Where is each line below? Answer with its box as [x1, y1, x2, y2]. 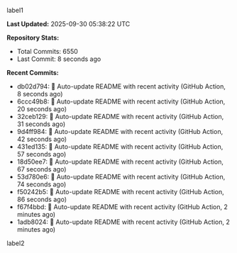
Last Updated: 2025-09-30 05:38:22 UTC [6, 20, 131, 28]
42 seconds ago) [16, 135, 67, 143]
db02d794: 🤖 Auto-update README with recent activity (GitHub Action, [16, 82, 226, 91]
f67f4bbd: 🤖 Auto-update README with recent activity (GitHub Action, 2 [16, 203, 228, 211]
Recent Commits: [6, 69, 59, 77]
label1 [6, 6, 24, 14]
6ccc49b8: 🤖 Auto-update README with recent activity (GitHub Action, [16, 97, 226, 106]
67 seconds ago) [16, 165, 67, 173]
